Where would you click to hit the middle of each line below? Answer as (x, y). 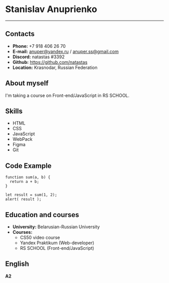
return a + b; (24, 182)
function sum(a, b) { (28, 177)
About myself (27, 83)
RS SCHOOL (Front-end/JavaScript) (57, 248)
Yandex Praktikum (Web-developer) (57, 243)
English (17, 264)
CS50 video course (40, 238)
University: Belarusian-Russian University (56, 227)
